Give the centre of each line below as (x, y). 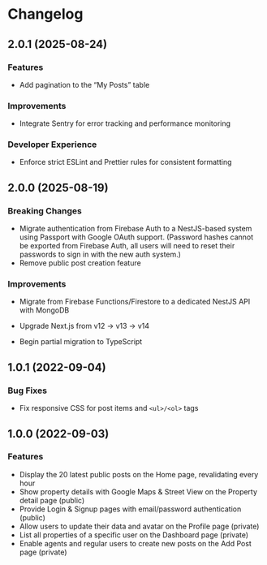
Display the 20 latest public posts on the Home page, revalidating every (139, 474)
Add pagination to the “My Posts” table (84, 84)
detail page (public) (52, 500)
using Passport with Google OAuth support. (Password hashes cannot (136, 237)
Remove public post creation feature (80, 263)
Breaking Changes (45, 210)
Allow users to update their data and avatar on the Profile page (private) (139, 526)
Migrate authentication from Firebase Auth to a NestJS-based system (136, 229)
